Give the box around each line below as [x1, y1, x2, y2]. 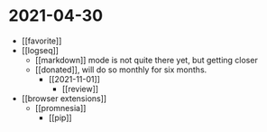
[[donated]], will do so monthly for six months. [34, 64, 207, 75]
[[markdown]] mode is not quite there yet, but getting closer [34, 54, 258, 65]
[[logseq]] [21, 44, 60, 55]
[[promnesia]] [34, 102, 87, 113]
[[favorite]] [21, 35, 62, 46]
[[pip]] [48, 112, 73, 123]
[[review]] [61, 83, 99, 94]
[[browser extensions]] [21, 92, 107, 104]
